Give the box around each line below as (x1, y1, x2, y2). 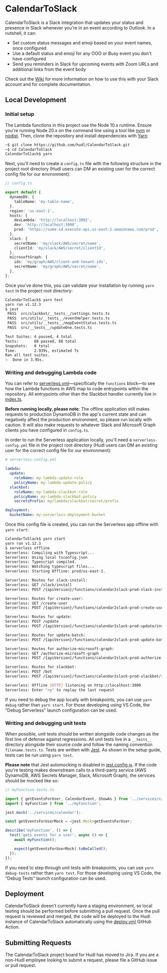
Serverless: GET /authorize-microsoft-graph (5, 651, 99, 656)
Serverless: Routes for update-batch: (5, 632, 85, 638)
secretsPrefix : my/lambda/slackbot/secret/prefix (14, 498, 119, 504)
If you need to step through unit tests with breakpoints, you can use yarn (5, 864, 154, 871)
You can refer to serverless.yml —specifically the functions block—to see (5, 380, 156, 387)
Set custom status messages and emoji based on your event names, (12, 39, 153, 45)
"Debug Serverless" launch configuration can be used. (5, 707, 117, 713)
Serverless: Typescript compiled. (5, 559, 77, 564)
